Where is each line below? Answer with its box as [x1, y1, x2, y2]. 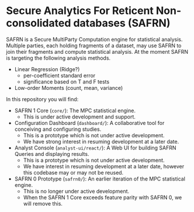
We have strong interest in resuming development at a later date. [23, 138, 179, 145]
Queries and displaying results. [14, 150, 89, 157]
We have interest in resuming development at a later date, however [23, 162, 185, 170]
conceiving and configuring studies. [14, 126, 102, 133]
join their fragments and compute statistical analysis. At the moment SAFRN [6, 48, 189, 55]
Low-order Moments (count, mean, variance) [14, 84, 123, 91]
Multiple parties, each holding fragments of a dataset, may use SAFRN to [6, 42, 182, 49]
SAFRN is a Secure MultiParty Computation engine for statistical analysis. [6, 36, 183, 43]
